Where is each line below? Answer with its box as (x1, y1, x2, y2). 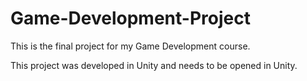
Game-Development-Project (10, 7, 251, 30)
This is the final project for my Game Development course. (10, 40, 251, 52)
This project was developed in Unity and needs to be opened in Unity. (10, 59, 298, 71)
